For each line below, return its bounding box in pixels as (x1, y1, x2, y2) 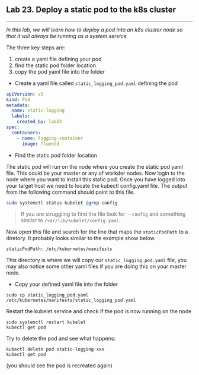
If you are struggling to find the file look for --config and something (20, 210, 186, 218)
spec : (6, 124, 20, 130)
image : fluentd (21, 141, 60, 147)
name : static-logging (11, 108, 65, 114)
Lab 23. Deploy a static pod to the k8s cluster (6, 5, 176, 15)
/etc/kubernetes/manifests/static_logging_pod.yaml (6, 297, 136, 304)
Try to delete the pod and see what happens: (6, 335, 116, 342)
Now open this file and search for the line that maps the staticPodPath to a (6, 228, 188, 235)
